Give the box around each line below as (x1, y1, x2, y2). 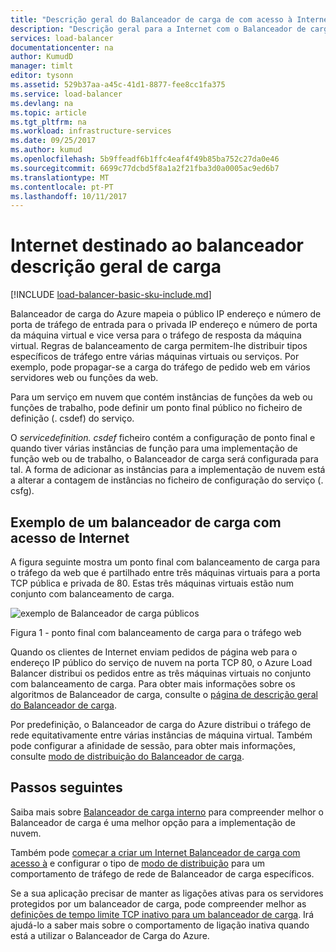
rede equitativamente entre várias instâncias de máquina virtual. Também (10, 729, 313, 741)
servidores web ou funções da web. (10, 372, 159, 384)
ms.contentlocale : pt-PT (10, 182, 114, 192)
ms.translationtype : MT (10, 172, 110, 183)
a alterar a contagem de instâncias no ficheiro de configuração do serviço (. (10, 474, 324, 486)
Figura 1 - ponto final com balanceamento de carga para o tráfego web (10, 627, 302, 638)
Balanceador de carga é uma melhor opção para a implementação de (10, 816, 296, 828)
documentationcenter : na (10, 42, 114, 53)
